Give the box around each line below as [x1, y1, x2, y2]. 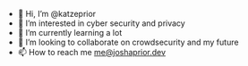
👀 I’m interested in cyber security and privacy [17, 18, 185, 29]
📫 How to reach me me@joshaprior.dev [17, 47, 167, 57]
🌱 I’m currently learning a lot [17, 28, 123, 37]
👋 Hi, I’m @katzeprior [17, 9, 97, 19]
